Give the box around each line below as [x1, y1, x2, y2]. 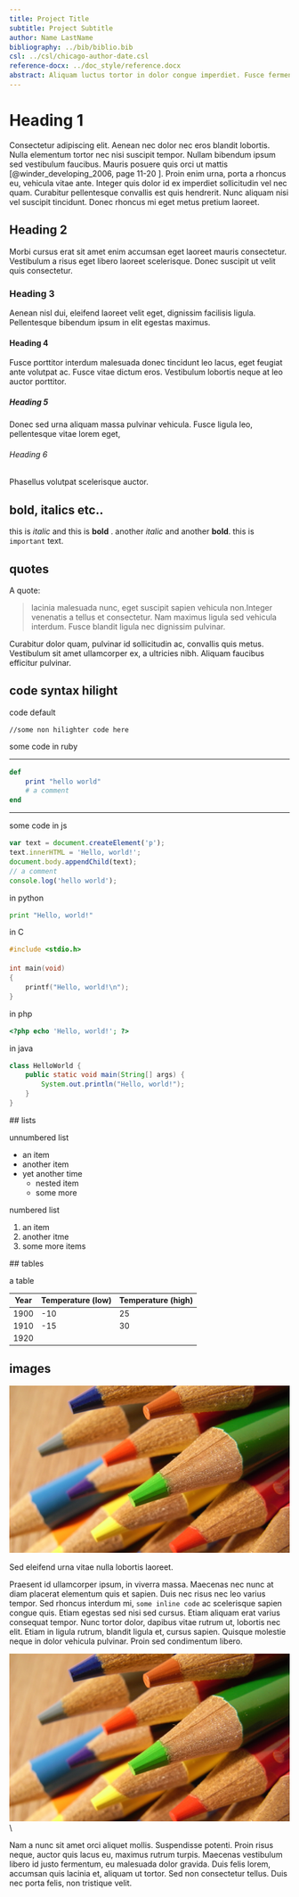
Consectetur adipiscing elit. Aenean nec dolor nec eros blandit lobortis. [9, 139, 271, 151]
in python [9, 892, 44, 903]
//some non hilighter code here [9, 725, 129, 735]
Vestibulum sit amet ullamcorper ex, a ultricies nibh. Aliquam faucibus [9, 647, 265, 659]
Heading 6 [9, 448, 48, 459]
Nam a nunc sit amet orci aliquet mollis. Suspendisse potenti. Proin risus [9, 1839, 274, 1850]
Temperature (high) [118, 1295, 194, 1306]
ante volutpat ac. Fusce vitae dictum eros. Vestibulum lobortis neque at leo [9, 366, 283, 378]
